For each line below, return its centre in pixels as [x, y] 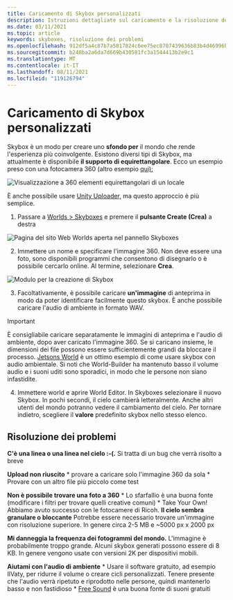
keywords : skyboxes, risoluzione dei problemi [76, 40]
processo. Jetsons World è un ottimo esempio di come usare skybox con [111, 357]
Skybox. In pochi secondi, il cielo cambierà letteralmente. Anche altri [115, 400]
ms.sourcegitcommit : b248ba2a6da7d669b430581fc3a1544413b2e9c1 [101, 53]
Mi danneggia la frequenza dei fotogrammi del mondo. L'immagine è [107, 538]
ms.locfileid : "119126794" [46, 78]
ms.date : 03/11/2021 [37, 26]
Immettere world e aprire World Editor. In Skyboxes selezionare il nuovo [119, 393]
